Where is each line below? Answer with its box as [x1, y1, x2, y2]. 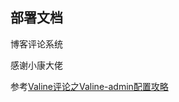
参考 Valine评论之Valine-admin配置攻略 [10, 80, 169, 92]
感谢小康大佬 [10, 59, 63, 71]
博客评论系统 [10, 38, 63, 50]
